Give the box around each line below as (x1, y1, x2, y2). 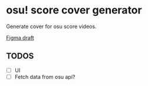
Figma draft (6, 34, 34, 41)
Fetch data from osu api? (14, 73, 75, 80)
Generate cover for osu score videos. (6, 23, 97, 30)
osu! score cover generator (6, 4, 143, 17)
